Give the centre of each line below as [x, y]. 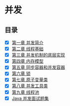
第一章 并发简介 [28, 43]
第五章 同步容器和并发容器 [38, 68]
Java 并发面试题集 [30, 98]
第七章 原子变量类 [30, 80]
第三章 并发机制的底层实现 [38, 55]
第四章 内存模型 [28, 61]
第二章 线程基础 [28, 49]
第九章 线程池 [25, 92]
